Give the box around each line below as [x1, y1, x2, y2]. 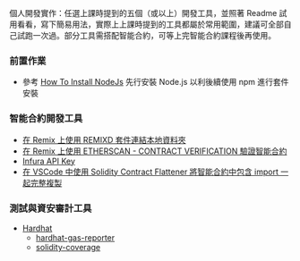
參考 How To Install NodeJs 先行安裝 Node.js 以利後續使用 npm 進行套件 [21, 77, 289, 88]
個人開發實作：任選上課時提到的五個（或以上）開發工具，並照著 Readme [9, 8, 278, 18]
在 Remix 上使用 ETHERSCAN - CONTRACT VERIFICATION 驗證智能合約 [21, 146, 287, 156]
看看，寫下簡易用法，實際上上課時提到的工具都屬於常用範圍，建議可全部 [16, 19, 284, 29]
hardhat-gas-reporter [35, 232, 116, 243]
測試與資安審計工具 [9, 202, 92, 215]
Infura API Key [21, 156, 76, 166]
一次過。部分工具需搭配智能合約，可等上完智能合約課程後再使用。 [32, 30, 276, 40]
